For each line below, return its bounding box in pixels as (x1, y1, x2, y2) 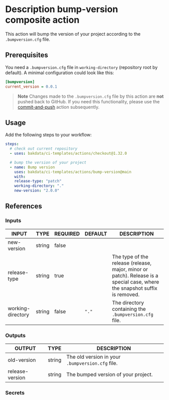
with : (14, 174, 26, 179)
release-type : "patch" (14, 179, 62, 184)
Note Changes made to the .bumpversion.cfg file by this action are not (17, 93, 164, 99)
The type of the (112, 253, 148, 260)
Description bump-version (5, 4, 118, 15)
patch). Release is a (112, 272, 158, 279)
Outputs (5, 331, 26, 339)
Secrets (5, 389, 25, 396)
